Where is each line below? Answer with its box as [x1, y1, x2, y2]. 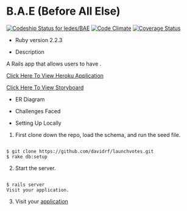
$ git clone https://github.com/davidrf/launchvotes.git [6, 148, 154, 154]
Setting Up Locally [15, 119, 62, 127]
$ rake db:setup [6, 154, 48, 160]
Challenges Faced [15, 107, 61, 114]
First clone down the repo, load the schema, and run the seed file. [15, 131, 181, 138]
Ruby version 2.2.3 [15, 36, 63, 43]
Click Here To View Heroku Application [6, 72, 104, 79]
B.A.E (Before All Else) [6, 4, 121, 18]
